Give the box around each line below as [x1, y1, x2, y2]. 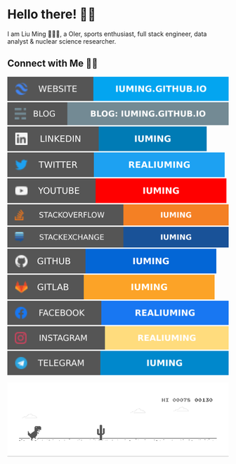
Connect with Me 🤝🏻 [7, 58, 98, 70]
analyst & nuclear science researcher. [7, 37, 117, 45]
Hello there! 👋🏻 [7, 6, 96, 23]
